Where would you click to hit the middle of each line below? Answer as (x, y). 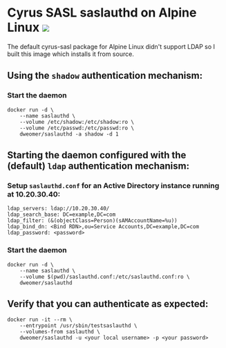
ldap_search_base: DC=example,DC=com (62, 215)
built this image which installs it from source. (71, 54)
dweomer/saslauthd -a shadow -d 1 (69, 134)
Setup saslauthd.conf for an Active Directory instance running (113, 185)
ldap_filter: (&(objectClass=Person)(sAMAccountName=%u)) (92, 221)
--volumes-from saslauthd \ (60, 332)
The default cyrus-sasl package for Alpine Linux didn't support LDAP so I (111, 46)
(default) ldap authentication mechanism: (98, 166)
